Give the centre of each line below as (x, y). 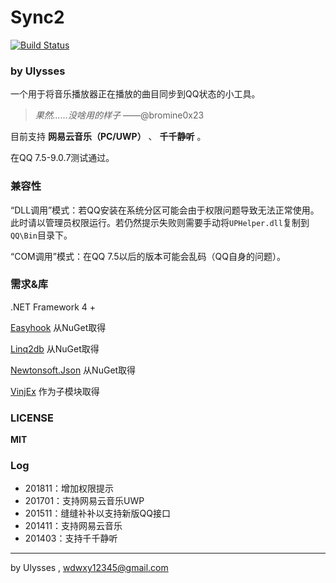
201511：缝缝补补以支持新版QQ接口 (97, 513)
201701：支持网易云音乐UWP (84, 501)
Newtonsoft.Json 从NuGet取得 (73, 370)
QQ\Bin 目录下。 (41, 235)
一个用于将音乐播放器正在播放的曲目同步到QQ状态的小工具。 (135, 94)
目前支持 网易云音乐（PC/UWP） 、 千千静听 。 (108, 137)
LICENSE (32, 418)
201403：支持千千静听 (71, 538)
